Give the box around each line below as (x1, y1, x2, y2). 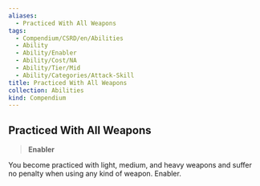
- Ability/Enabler (15, 49, 78, 57)
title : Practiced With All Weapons (8, 79, 128, 87)
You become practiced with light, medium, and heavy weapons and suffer (8, 160, 253, 170)
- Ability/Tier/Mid (15, 64, 81, 72)
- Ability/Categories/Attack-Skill (15, 71, 135, 79)
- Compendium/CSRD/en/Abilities (15, 34, 124, 42)
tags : (8, 26, 26, 34)
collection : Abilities (8, 86, 84, 95)
